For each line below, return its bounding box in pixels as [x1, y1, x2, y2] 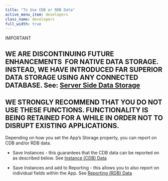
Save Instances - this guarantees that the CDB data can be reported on [12, 150, 159, 156]
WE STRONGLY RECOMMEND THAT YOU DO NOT [5, 98, 162, 107]
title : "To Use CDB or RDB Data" [5, 7, 75, 13]
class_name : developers [5, 17, 55, 22]
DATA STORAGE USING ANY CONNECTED [5, 73, 138, 82]
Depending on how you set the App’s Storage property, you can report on [5, 135, 157, 141]
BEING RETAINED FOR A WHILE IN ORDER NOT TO [5, 114, 163, 122]
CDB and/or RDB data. [5, 140, 51, 146]
